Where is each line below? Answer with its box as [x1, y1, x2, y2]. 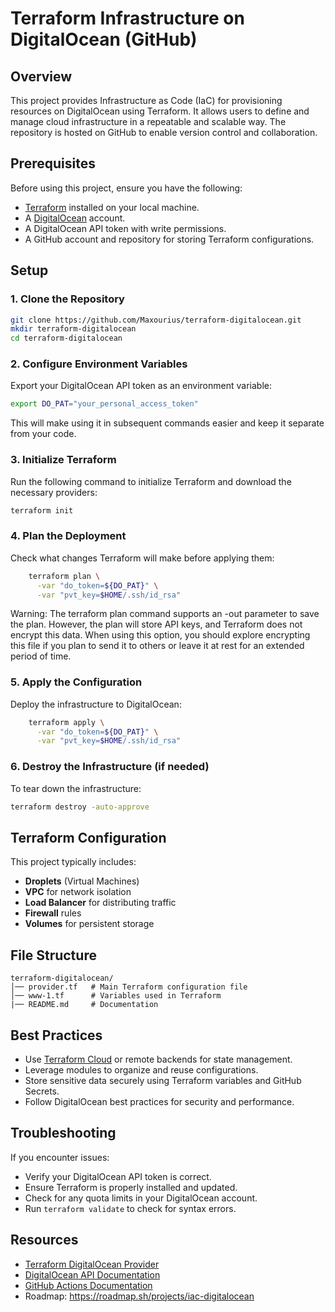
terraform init [10, 505, 74, 516]
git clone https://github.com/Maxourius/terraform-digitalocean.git [10, 315, 302, 325]
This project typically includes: [10, 856, 137, 868]
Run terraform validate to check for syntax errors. [24, 1202, 237, 1214]
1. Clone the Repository [10, 292, 125, 306]
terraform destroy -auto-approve [10, 802, 150, 812]
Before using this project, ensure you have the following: [10, 182, 243, 194]
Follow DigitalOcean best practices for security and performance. [24, 1095, 295, 1107]
